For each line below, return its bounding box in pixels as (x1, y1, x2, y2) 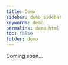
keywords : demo (6, 19, 44, 25)
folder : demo (6, 36, 38, 42)
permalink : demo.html (6, 25, 60, 31)
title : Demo (6, 8, 35, 15)
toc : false (6, 31, 33, 37)
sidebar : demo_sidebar (6, 14, 62, 20)
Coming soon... (6, 53, 43, 59)
